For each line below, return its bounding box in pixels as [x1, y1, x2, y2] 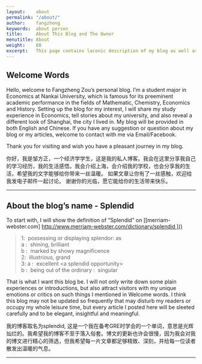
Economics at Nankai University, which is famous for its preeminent [6, 93, 173, 100]
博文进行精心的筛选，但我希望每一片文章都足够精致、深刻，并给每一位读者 [11, 338, 196, 345]
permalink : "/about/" [6, 14, 61, 20]
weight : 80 [6, 43, 42, 49]
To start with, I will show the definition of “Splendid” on [6, 217, 142, 224]
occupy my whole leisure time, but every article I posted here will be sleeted [6, 304, 195, 311]
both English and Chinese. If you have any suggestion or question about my [6, 124, 194, 132]
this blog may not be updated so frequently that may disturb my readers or [6, 297, 191, 305]
